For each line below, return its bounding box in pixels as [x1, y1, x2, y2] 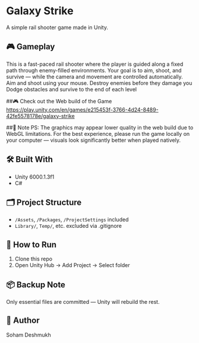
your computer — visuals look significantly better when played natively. [6, 136, 181, 144]
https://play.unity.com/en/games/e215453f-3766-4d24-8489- [6, 106, 159, 113]
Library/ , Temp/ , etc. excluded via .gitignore [14, 223, 122, 230]
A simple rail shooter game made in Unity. [6, 24, 109, 31]
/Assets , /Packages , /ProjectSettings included [14, 216, 129, 223]
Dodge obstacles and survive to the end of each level [6, 85, 137, 93]
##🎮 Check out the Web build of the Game [6, 97, 112, 104]
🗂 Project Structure [6, 197, 82, 207]
